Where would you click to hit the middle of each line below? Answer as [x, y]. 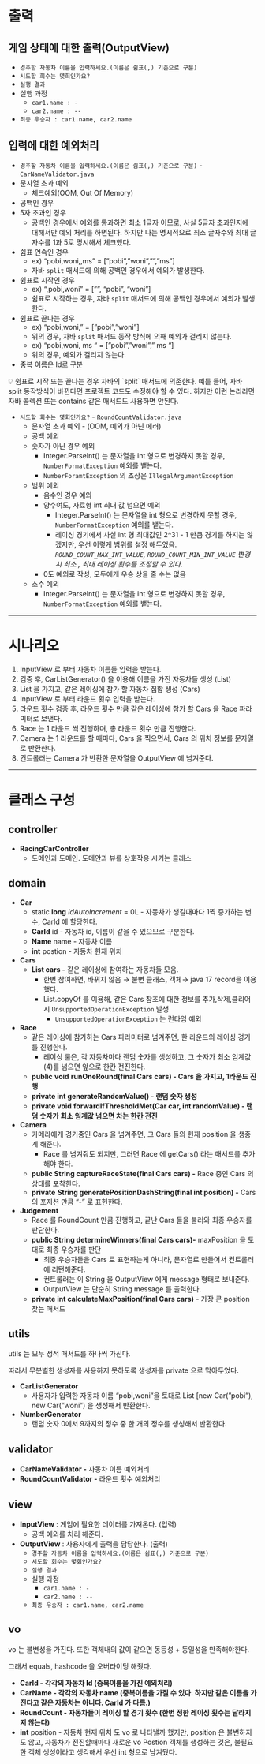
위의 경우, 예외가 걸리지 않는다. [78, 354]
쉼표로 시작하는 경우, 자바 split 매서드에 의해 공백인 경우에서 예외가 [136, 298]
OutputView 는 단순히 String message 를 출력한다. [122, 1289]
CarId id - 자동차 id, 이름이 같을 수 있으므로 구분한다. [113, 931]
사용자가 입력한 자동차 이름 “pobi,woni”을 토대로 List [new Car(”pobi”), [142, 1396]
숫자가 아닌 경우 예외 [63, 446]
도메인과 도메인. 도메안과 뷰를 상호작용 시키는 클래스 [111, 858]
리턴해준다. [69, 1269]
